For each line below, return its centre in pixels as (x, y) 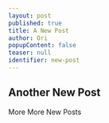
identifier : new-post (44, 61)
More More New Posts (45, 112)
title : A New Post (39, 30)
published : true (35, 23)
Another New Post (54, 93)
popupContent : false (43, 46)
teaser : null (30, 53)
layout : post (30, 16)
